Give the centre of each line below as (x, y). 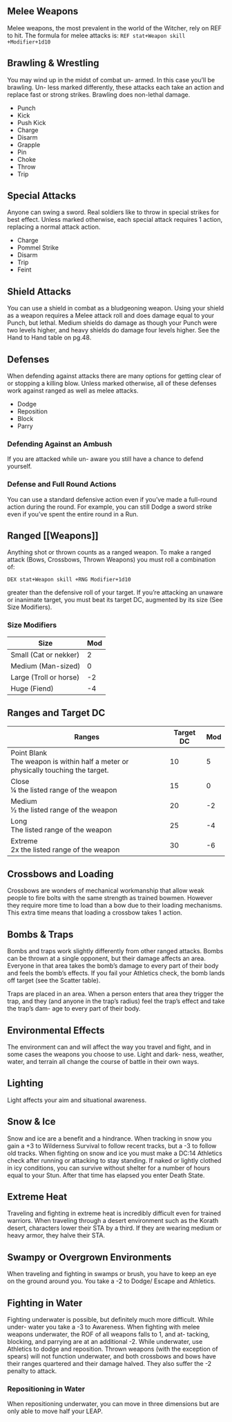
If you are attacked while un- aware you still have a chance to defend (105, 459)
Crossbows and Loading (60, 874)
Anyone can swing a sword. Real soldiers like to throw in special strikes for (113, 212)
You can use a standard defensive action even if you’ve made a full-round (112, 499)
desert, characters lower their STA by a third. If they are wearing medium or (115, 1228)
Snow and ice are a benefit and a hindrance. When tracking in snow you (109, 1138)
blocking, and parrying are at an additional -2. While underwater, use (105, 1342)
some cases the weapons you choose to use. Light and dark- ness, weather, (116, 1054)
